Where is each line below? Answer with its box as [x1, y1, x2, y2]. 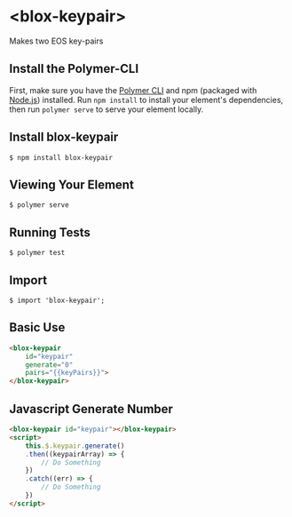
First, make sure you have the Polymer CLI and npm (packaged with [9, 84, 257, 95]
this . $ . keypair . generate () [25, 441, 125, 450]
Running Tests [9, 225, 91, 240]
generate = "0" [25, 360, 74, 370]
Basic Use [9, 320, 66, 335]
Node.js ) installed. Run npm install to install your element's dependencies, [9, 94, 284, 105]
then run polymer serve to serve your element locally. [9, 104, 204, 115]
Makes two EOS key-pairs [9, 36, 104, 46]
